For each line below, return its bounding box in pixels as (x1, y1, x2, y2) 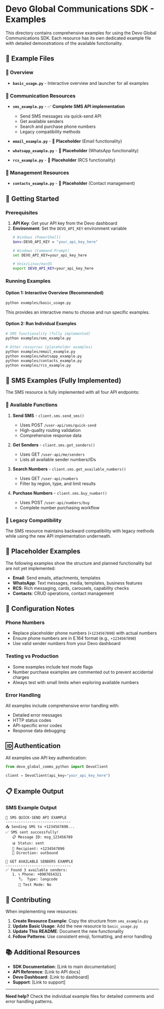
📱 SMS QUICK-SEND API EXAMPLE (5, 815, 67, 820)
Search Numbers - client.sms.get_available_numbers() (12, 466, 126, 472)
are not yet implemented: (5, 565, 56, 571)
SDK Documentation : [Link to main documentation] (12, 964, 116, 969)
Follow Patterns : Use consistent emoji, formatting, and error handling (12, 933, 152, 940)
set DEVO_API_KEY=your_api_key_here (12, 253, 87, 258)
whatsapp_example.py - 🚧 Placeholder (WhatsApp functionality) (12, 147, 139, 153)
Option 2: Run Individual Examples (5, 321, 77, 326)
